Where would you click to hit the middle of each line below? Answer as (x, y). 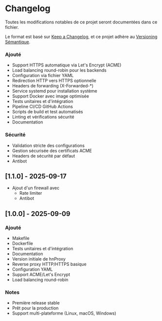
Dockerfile (22, 243)
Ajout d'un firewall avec (36, 188)
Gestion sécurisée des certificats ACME (52, 150)
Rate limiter (31, 193)
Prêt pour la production (35, 308)
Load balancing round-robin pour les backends (59, 70)
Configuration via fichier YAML (43, 76)
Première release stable (36, 303)
